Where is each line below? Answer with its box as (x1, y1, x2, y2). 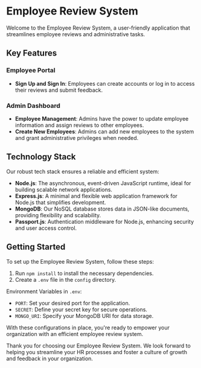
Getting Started (6, 242, 66, 252)
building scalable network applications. (14, 186, 113, 193)
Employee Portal (6, 66, 56, 75)
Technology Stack (6, 152, 76, 162)
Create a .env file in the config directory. (14, 276, 116, 283)
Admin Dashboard (6, 101, 60, 110)
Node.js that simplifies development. (14, 198, 106, 206)
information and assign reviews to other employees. (14, 121, 144, 128)
